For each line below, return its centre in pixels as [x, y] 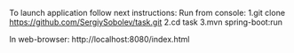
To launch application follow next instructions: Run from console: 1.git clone [147, 13]
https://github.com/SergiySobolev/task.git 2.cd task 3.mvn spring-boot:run [146, 22]
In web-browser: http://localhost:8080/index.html [99, 39]
